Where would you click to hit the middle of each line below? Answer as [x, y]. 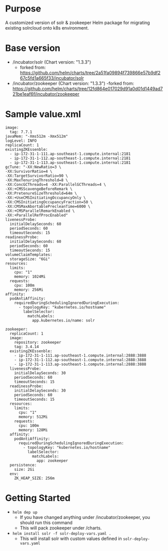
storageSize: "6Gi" [30, 259]
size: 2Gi [24, 469]
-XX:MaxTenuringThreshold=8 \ [37, 180]
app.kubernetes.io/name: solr [63, 320]
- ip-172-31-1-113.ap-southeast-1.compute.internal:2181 [70, 163]
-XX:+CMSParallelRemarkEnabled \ [40, 211]
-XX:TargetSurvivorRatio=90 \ [37, 176]
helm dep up [25, 512]
